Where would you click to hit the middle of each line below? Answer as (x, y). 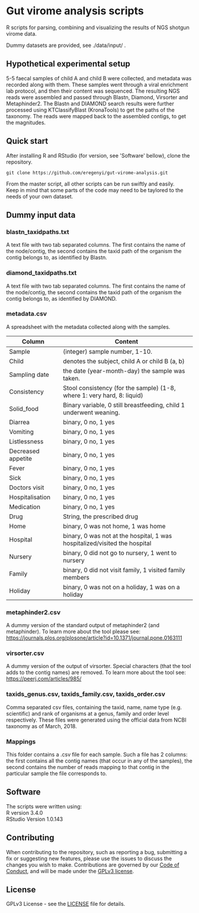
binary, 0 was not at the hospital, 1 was (118, 536)
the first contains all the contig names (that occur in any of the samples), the (99, 761)
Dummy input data (41, 215)
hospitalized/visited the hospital (107, 543)
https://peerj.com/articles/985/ (44, 679)
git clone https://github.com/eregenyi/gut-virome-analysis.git (87, 173)
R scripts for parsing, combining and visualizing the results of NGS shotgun (98, 27)
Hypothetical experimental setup (68, 64)
